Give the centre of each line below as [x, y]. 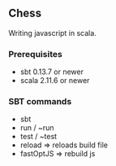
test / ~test [39, 137]
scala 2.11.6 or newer [55, 81]
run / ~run [37, 128]
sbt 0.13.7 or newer [52, 72]
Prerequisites [35, 54]
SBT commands [40, 102]
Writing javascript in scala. [53, 33]
